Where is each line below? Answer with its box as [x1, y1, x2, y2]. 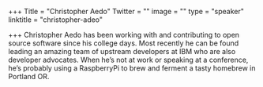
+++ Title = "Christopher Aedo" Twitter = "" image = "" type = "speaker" [8, 7, 245, 16]
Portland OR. [8, 72, 50, 81]
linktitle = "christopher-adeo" [8, 15, 103, 24]
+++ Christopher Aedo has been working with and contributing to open [8, 31, 239, 39]
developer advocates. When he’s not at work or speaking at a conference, [8, 55, 249, 64]
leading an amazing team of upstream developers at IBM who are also [8, 47, 236, 56]
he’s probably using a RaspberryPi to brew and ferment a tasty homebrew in [8, 63, 256, 73]
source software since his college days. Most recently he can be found [8, 38, 239, 48]
